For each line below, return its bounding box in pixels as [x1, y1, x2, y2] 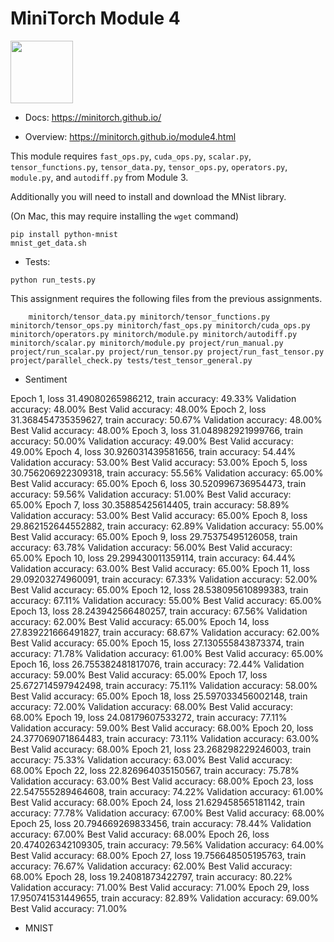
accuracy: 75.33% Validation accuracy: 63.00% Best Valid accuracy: [10, 753, 293, 766]
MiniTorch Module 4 [10, 7, 181, 30]
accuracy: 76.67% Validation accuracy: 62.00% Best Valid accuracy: [10, 860, 293, 872]
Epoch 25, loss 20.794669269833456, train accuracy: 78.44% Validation [10, 817, 312, 829]
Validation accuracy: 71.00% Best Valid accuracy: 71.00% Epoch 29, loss [10, 881, 310, 893]
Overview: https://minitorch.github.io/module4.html [24, 130, 237, 142]
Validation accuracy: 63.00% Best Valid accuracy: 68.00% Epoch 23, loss [10, 775, 314, 787]
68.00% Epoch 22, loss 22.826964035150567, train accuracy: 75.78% [10, 764, 300, 776]
